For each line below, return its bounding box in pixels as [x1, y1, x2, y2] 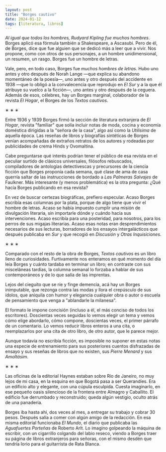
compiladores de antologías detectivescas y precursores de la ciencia [5, 163, 149, 169]
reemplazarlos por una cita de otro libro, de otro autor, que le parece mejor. [5, 328, 160, 334]
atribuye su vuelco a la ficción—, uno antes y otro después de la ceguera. [5, 87, 156, 93]
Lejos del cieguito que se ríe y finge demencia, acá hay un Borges [5, 282, 140, 288]
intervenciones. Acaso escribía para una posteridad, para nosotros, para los [5, 215, 161, 222]
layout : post [5, 7, 32, 12]
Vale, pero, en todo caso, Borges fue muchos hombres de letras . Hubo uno [5, 66, 159, 72]
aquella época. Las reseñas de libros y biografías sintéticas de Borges [5, 133, 149, 139]
